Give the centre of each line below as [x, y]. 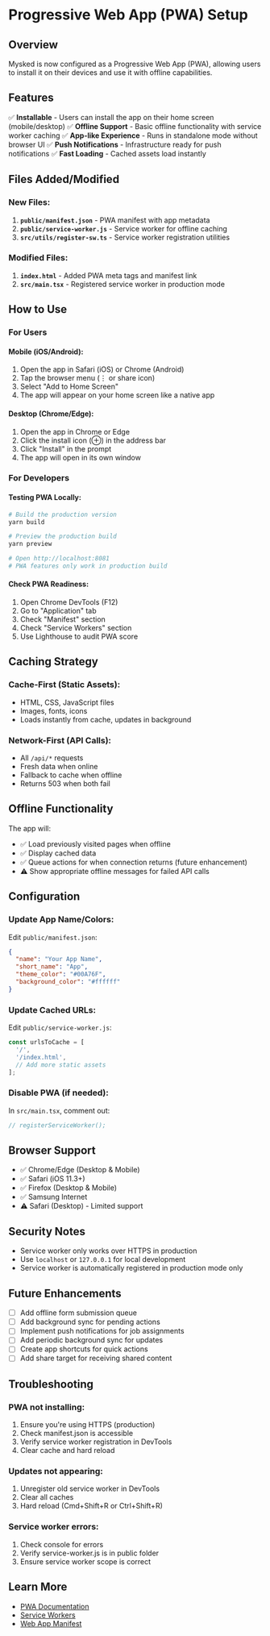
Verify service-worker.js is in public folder [89, 1553]
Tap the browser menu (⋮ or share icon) [87, 378]
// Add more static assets [61, 1065]
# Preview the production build [62, 537]
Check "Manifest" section [63, 619]
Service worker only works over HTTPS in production [108, 1251]
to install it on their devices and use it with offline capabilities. [110, 73]
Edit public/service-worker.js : [60, 1028]
